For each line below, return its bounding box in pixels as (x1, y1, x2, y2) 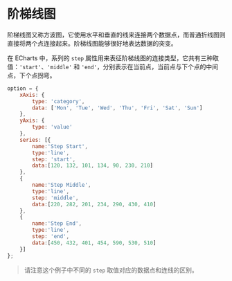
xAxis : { (19, 91, 45, 98)
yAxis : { (19, 117, 45, 125)
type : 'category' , (32, 98, 85, 105)
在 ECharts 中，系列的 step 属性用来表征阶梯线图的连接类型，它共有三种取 (7, 53, 220, 62)
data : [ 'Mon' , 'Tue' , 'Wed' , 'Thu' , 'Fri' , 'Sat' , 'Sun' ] (32, 105, 203, 111)
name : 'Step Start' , (32, 143, 89, 149)
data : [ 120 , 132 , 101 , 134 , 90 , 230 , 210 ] (32, 162, 154, 170)
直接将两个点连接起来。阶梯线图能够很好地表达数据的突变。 (7, 39, 177, 47)
